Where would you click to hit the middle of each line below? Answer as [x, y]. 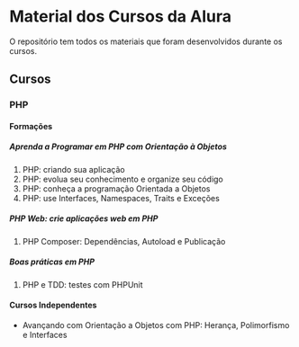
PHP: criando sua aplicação [73, 169]
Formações [31, 126]
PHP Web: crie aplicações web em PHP [84, 218]
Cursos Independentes [53, 305]
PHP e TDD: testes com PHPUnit [82, 284]
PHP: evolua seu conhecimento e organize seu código [122, 179]
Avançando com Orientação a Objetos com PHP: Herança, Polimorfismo [156, 325]
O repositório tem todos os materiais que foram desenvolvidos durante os [146, 41]
